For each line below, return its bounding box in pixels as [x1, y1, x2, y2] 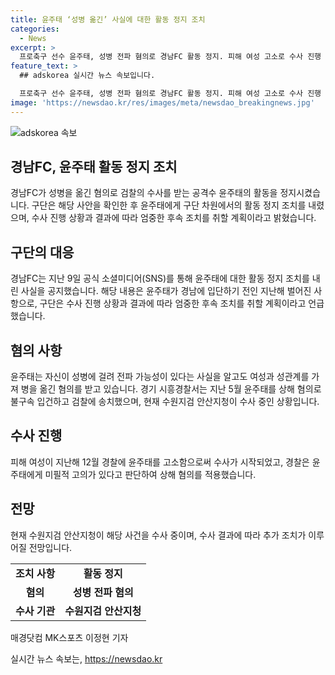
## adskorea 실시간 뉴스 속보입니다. [19, 71, 156, 81]
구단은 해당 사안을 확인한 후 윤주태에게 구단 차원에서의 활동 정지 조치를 [31, 199, 307, 211]
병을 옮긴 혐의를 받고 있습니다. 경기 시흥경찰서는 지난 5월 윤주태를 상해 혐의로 [20, 383, 322, 395]
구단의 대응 [10, 244, 75, 261]
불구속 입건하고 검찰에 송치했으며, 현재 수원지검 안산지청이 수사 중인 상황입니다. [10, 396, 320, 408]
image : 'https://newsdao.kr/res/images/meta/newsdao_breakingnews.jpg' [10, 97, 315, 108]
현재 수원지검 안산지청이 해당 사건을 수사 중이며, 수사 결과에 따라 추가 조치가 [10, 529, 307, 541]
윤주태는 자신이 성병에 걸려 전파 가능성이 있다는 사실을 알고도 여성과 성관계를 [10, 371, 310, 383]
